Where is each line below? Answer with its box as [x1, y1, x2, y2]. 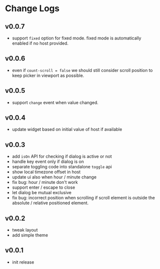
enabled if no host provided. [12, 40, 69, 46]
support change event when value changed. [12, 99, 98, 105]
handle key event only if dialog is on [12, 159, 84, 164]
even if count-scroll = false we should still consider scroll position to [12, 67, 153, 73]
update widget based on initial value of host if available [12, 126, 122, 132]
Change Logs [5, 3, 60, 14]
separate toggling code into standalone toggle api [12, 164, 112, 170]
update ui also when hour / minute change [12, 174, 97, 180]
